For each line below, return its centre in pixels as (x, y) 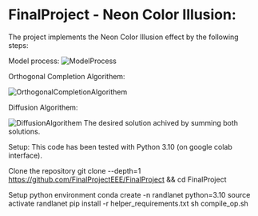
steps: (18, 45)
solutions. (24, 131)
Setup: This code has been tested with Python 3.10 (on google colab (121, 146)
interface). (25, 155)
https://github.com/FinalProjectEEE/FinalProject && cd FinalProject (117, 179)
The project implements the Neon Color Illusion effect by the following (123, 37)
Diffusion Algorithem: (43, 107)
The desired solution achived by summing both (161, 122)
